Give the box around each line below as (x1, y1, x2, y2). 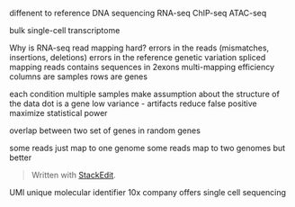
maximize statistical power (9, 108, 108, 118)
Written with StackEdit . (31, 170, 117, 180)
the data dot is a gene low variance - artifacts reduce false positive (9, 98, 258, 109)
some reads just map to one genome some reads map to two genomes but (9, 143, 286, 153)
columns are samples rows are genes (9, 71, 148, 82)
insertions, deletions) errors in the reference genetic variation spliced (9, 52, 266, 62)
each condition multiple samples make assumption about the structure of (9, 89, 281, 99)
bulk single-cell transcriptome (9, 25, 121, 35)
